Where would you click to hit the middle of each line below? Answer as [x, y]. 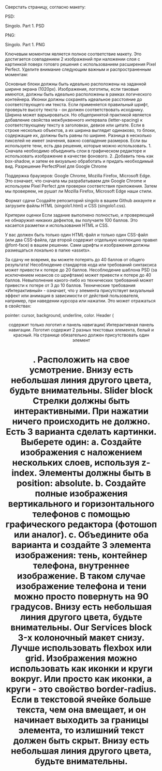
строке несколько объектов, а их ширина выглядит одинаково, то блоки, [81, 130]
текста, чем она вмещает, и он [81, 710]
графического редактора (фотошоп [81, 525]
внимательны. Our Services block [81, 628]
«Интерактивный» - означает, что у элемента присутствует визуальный [80, 291]
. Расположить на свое [81, 360]
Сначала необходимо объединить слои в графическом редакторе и [75, 151]
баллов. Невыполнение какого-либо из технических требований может [79, 280]
